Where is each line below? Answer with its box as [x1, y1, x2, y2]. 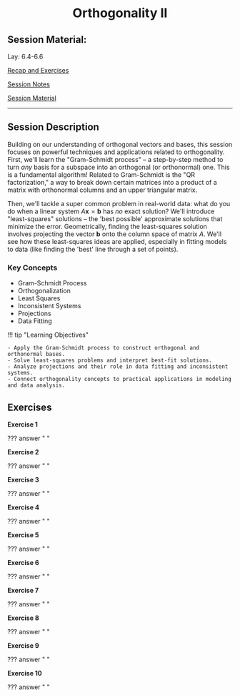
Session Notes [7, 80, 50, 88]
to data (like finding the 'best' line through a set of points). [7, 245, 179, 253]
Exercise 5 [7, 530, 39, 539]
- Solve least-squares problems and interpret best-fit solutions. [7, 357, 213, 365]
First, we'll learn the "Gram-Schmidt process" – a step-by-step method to [7, 155, 224, 163]
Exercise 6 [7, 558, 39, 566]
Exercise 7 [7, 586, 39, 594]
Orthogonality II [72, 5, 168, 21]
